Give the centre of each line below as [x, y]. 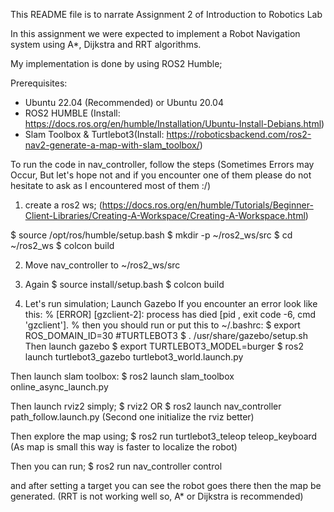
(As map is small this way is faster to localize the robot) [124, 447]
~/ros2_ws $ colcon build [62, 245]
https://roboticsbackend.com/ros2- [239, 134]
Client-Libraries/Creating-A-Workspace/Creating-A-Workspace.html [165, 215]
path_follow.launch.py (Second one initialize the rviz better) [132, 417]
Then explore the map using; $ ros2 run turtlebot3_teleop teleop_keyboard [164, 436]
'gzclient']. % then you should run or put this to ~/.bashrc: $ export [162, 325]
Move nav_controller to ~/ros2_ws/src [102, 265]
